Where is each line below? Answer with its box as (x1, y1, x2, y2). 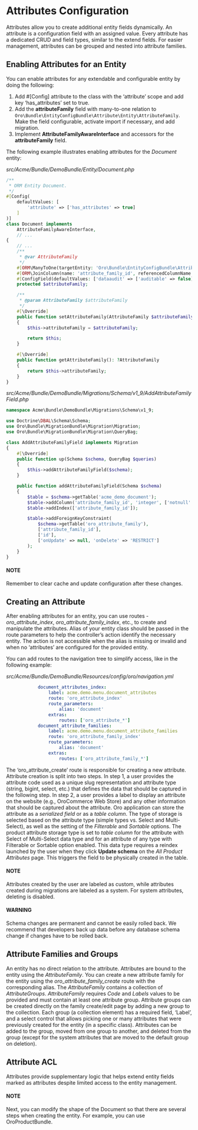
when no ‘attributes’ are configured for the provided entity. (6, 644, 148, 651)
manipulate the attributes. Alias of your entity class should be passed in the (6, 625, 189, 632)
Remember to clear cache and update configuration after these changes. (6, 579, 183, 587)
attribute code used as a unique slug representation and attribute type (6, 779, 177, 786)
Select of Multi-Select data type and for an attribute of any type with (6, 835, 172, 842)
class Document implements (6, 221, 72, 227)
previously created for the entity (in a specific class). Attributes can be (6, 1021, 177, 1028)
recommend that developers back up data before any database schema (6, 926, 180, 933)
